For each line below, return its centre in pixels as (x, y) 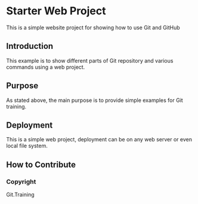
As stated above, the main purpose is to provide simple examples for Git (95, 100)
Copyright (21, 181)
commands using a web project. (46, 67)
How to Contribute (41, 164)
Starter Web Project (56, 11)
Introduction (30, 46)
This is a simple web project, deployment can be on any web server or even (99, 140)
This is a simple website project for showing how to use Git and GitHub (93, 27)
